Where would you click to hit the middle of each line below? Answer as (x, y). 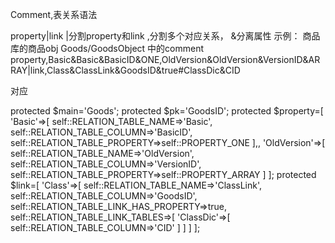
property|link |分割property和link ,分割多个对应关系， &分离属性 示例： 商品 (165, 36)
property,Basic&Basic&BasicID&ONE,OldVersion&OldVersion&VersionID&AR (165, 59)
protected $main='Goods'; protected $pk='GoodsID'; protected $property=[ (167, 111)
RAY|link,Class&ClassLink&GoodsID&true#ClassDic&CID (125, 70)
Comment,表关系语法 (54, 14)
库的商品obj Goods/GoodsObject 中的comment (107, 48)
